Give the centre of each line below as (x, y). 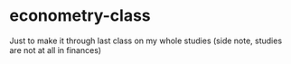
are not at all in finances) (56, 50)
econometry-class (80, 16)
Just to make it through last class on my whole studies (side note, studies (146, 41)
